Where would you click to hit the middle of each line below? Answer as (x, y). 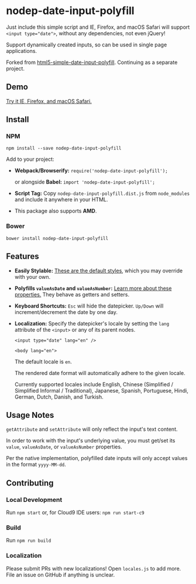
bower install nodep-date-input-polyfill (57, 238)
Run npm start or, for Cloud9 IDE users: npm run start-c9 (75, 512)
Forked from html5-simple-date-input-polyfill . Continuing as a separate (92, 62)
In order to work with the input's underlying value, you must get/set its (91, 441)
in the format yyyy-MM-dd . (36, 464)
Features (23, 256)
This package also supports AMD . (56, 211)
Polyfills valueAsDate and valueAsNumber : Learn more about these (93, 288)
